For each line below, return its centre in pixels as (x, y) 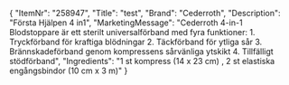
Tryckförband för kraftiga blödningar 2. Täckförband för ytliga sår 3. (136, 42)
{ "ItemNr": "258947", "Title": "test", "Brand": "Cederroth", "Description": (145, 13)
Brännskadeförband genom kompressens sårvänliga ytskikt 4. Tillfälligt (141, 52)
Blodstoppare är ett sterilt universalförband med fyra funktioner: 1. (132, 32)
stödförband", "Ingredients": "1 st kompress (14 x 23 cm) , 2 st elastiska (142, 61)
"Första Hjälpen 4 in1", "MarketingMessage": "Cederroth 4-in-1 (126, 23)
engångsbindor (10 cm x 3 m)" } (69, 71)
